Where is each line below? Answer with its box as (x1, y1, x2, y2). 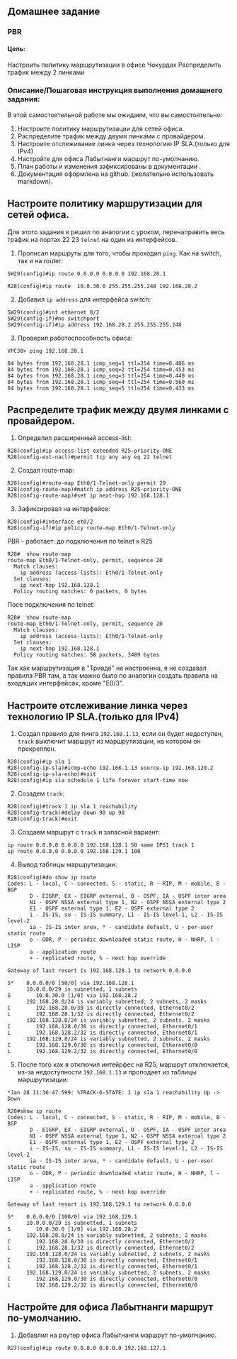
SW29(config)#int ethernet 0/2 (7, 309, 100, 316)
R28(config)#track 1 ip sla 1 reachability (7, 803, 138, 810)
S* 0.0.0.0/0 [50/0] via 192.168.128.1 (7, 979, 134, 987)
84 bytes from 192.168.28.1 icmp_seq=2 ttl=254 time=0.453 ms (7, 365, 195, 373)
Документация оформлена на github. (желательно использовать (17, 170, 214, 178)
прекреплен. (17, 744, 57, 753)
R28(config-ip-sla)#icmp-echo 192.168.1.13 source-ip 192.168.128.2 (7, 764, 214, 772)
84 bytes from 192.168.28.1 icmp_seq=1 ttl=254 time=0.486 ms (7, 360, 195, 367)
